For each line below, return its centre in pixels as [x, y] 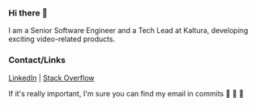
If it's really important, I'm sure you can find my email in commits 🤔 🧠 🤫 [126, 93]
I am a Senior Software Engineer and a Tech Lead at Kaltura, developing [128, 31]
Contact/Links [37, 60]
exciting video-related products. [62, 39]
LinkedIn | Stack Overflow [51, 78]
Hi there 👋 [28, 13]
